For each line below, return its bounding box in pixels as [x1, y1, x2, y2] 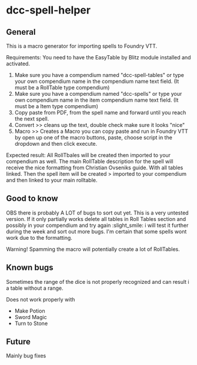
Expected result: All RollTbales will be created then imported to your [6, 152, 171, 159]
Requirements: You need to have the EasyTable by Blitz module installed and [6, 54, 191, 61]
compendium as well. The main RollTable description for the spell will [6, 158, 173, 165]
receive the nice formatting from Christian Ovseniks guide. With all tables [6, 164, 183, 171]
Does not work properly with [6, 296, 75, 303]
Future [6, 337, 31, 347]
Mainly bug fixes [6, 352, 46, 359]
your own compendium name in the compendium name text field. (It [14, 78, 179, 85]
